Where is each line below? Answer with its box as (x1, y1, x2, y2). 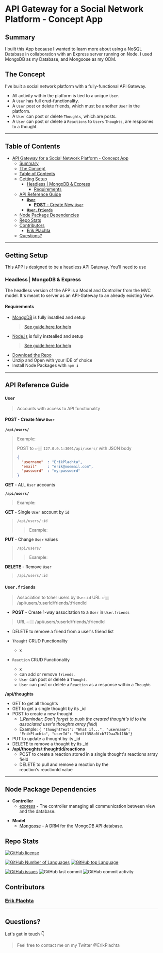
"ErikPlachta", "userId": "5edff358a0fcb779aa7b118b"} (19, 731, 132, 736)
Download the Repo (12, 352, 52, 358)
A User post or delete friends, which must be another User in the (12, 103, 140, 109)
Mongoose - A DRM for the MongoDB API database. (19, 823, 124, 829)
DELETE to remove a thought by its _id (12, 741, 89, 746)
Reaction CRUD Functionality (12, 657, 70, 662)
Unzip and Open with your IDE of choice (12, 357, 93, 363)
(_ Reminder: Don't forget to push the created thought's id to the (19, 716, 147, 722)
